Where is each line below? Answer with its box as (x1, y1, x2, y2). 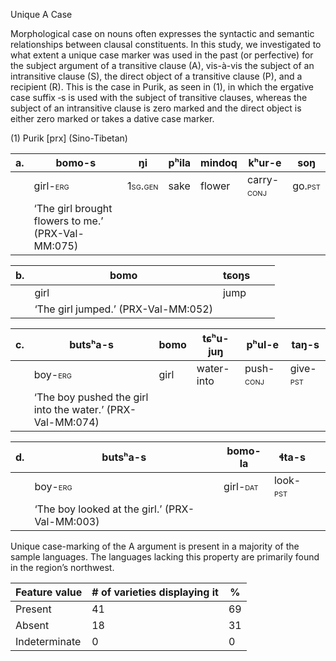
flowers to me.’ (33, 214, 104, 228)
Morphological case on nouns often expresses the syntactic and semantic (10, 28, 315, 39)
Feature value (15, 585, 83, 599)
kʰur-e (248, 156, 282, 169)
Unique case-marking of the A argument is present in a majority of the (10, 540, 300, 552)
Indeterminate (15, 635, 82, 648)
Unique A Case (10, 9, 73, 20)
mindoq (200, 156, 238, 169)
